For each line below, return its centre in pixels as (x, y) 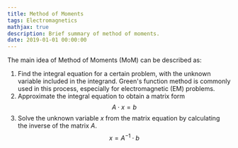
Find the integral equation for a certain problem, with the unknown (114, 74)
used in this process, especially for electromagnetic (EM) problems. (116, 89)
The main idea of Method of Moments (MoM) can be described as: (104, 60)
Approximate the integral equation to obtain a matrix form (101, 97)
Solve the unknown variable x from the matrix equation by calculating (119, 118)
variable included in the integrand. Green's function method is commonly (124, 81)
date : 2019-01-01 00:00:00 (47, 40)
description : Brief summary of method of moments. (84, 33)
